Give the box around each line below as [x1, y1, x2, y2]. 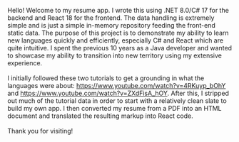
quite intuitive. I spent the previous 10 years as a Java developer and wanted [7, 44, 233, 52]
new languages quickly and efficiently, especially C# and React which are [7, 36, 223, 45]
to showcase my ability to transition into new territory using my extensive [7, 51, 223, 60]
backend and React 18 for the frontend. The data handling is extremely [7, 13, 215, 22]
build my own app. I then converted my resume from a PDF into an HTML [7, 104, 223, 112]
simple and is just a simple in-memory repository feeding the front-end [7, 21, 215, 29]
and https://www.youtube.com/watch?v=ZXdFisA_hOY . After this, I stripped [7, 89, 230, 97]
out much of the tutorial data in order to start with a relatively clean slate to [7, 97, 227, 105]
